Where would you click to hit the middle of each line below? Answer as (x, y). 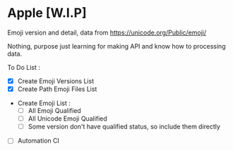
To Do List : (24, 67)
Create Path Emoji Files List (57, 89)
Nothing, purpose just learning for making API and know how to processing (116, 46)
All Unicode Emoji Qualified (67, 119)
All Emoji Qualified (54, 111)
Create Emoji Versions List (55, 81)
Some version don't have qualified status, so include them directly (124, 127)
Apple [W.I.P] (47, 13)
